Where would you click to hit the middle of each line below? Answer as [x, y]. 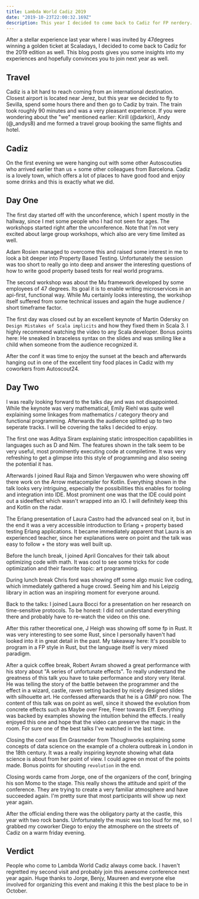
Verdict [20, 852]
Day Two [23, 388]
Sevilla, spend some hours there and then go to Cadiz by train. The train [94, 104]
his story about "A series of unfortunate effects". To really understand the [96, 671]
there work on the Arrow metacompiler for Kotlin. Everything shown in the [96, 482]
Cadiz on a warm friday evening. [46, 832]
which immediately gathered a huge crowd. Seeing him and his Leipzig [93, 586]
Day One [22, 200]
